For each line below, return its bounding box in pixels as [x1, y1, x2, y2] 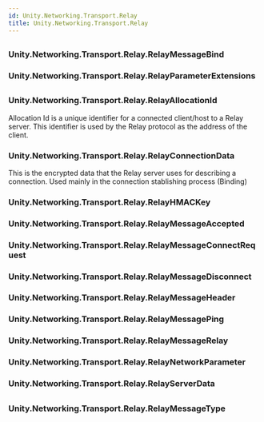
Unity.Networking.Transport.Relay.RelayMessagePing [8, 313, 225, 324]
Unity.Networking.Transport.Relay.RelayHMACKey [8, 197, 211, 208]
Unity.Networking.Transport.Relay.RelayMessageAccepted [8, 217, 246, 229]
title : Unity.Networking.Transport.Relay [8, 19, 149, 27]
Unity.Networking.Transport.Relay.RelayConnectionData [8, 149, 235, 161]
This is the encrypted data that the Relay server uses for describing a [8, 168, 237, 177]
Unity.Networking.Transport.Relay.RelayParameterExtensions [8, 70, 256, 81]
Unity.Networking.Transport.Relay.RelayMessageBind [8, 49, 225, 60]
